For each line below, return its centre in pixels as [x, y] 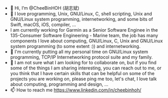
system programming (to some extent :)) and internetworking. [75, 46]
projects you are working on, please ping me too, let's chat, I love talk [83, 79]
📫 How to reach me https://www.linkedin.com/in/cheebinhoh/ [76, 90]
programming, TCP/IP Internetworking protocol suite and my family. [81, 57]
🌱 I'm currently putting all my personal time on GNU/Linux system [79, 52]
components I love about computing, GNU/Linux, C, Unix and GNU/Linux [86, 41]
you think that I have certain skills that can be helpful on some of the [82, 73]
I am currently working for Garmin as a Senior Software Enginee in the [84, 30]
